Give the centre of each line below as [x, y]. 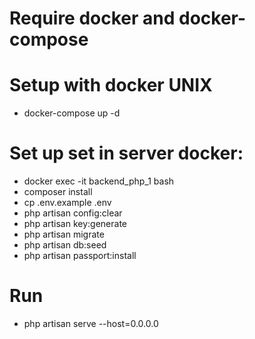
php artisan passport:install [80, 256]
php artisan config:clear [73, 213]
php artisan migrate [64, 234]
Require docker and [92, 18]
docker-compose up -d [72, 113]
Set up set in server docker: [126, 153]
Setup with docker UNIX [111, 85]
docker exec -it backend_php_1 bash [99, 181]
